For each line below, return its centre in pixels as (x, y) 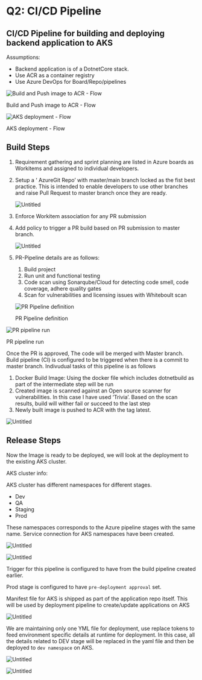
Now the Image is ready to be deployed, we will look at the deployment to (97, 455)
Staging (25, 509)
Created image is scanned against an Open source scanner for (93, 391)
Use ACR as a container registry (55, 75)
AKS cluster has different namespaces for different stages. (79, 485)
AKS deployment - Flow (36, 128)
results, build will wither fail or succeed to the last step (83, 403)
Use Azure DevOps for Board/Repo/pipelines (71, 82)
